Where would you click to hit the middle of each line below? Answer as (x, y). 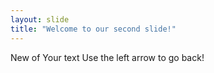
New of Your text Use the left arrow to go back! (107, 57)
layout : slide (40, 19)
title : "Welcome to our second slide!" (93, 29)
